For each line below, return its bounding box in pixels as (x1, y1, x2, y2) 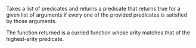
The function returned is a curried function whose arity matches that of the (6, 29, 191, 36)
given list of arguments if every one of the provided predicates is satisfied (6, 11, 188, 18)
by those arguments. (6, 18, 57, 24)
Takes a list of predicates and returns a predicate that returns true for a (6, 5, 181, 12)
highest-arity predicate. (6, 36, 64, 42)
